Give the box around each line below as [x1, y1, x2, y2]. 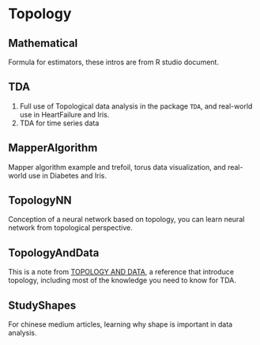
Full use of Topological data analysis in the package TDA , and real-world [19, 101, 253, 111]
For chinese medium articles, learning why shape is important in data [8, 320, 233, 329]
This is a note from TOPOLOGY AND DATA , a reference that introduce [8, 267, 235, 277]
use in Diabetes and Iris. [28, 171, 107, 180]
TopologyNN [8, 194, 72, 207]
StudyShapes [8, 298, 77, 312]
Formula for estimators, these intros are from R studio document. [8, 57, 220, 67]
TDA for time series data [19, 118, 100, 128]
